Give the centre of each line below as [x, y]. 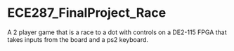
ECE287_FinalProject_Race [87, 13]
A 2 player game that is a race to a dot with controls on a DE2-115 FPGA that [117, 32]
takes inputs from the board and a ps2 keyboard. [78, 39]
